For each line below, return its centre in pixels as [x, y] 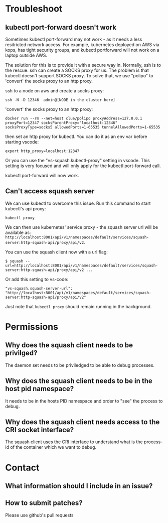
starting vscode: [22, 142]
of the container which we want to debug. [53, 447]
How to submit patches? [44, 503]
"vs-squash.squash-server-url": [39, 288]
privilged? [21, 353]
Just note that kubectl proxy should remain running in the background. [78, 306]
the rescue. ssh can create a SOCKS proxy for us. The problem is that [77, 70]
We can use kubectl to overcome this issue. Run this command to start [78, 203]
